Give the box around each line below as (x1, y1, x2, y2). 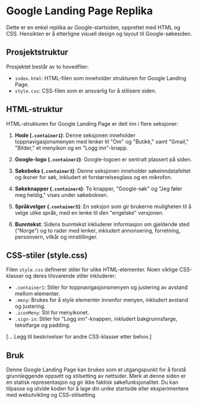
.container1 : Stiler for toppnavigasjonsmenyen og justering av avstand (14, 284, 188, 291)
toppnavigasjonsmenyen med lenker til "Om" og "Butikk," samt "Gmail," (14, 138, 189, 145)
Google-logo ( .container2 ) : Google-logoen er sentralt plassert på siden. (14, 155, 192, 163)
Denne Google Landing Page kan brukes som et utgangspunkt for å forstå (6, 366, 187, 373)
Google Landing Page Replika (6, 4, 153, 18)
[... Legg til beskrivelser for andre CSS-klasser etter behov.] (6, 333, 152, 341)
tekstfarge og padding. (14, 322, 71, 329)
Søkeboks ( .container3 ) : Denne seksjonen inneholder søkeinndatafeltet (14, 167, 191, 174)
